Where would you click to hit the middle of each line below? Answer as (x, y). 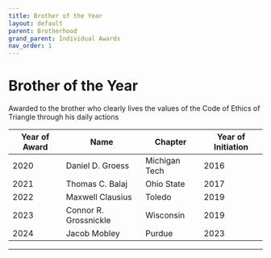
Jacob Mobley (93, 234)
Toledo (158, 197)
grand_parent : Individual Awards (65, 38)
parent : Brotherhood (43, 31)
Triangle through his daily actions (64, 117)
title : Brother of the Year (56, 16)
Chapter (171, 142)
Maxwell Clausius (99, 197)
